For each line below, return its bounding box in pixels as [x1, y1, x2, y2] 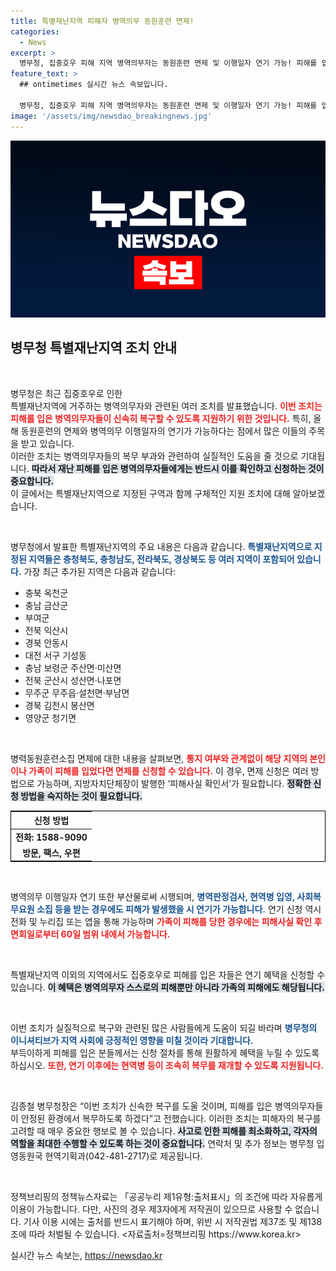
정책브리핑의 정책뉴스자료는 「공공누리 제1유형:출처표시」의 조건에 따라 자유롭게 [10, 1191, 323, 1203]
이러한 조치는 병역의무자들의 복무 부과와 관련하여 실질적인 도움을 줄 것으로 [10, 450, 299, 462]
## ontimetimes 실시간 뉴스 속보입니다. [19, 80, 169, 90]
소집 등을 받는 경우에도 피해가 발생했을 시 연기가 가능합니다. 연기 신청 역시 [36, 903, 322, 915]
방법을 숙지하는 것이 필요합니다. [20, 790, 143, 802]
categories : [10, 26, 60, 37]
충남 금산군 [24, 599, 69, 611]
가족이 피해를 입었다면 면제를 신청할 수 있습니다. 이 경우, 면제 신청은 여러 [28, 765, 309, 777]
